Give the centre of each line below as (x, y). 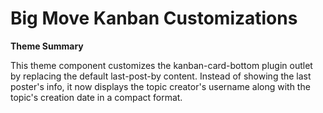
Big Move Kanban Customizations (154, 18)
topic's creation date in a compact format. (96, 97)
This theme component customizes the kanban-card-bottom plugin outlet (161, 65)
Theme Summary (47, 46)
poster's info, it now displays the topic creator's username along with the (160, 86)
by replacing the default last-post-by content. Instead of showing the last (161, 76)
